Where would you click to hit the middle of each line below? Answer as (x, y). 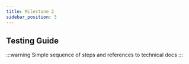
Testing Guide (33, 41)
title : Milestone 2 (30, 11)
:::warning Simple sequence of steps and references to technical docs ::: (95, 55)
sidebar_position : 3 (32, 17)
